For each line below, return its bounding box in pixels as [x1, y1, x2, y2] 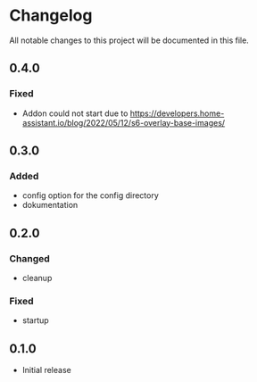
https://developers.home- [129, 108, 225, 119]
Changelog [9, 5, 93, 26]
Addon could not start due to [21, 108, 128, 119]
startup [21, 315, 49, 326]
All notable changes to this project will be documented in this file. [9, 35, 250, 46]
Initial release [21, 365, 71, 376]
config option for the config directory [21, 190, 159, 201]
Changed [9, 252, 51, 264]
